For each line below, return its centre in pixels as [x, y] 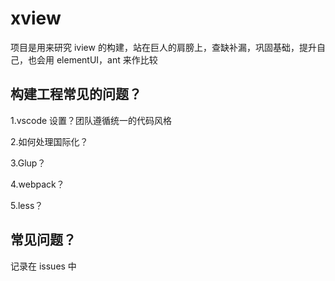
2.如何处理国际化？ [49, 141]
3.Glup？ [28, 163]
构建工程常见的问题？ [76, 94]
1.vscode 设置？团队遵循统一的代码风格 [91, 120]
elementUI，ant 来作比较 [107, 59]
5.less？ [27, 205]
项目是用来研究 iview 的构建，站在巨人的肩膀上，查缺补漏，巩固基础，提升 [163, 47]
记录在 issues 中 [43, 266]
